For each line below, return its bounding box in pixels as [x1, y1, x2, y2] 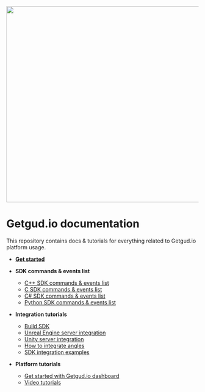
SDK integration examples [24, 349, 90, 356]
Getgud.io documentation [6, 217, 140, 231]
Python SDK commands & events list [24, 298, 116, 306]
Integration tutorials [15, 311, 67, 318]
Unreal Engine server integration [24, 329, 106, 336]
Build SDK [24, 322, 50, 330]
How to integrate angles [24, 342, 85, 349]
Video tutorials [24, 379, 61, 386]
